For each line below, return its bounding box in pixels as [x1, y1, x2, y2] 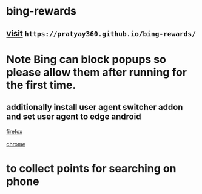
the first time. [6, 78, 76, 92]
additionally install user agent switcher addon [6, 102, 183, 112]
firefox [6, 128, 23, 135]
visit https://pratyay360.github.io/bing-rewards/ [6, 28, 196, 39]
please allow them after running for [6, 65, 187, 79]
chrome [6, 140, 26, 147]
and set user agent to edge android [6, 112, 141, 122]
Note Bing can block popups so [6, 53, 167, 66]
